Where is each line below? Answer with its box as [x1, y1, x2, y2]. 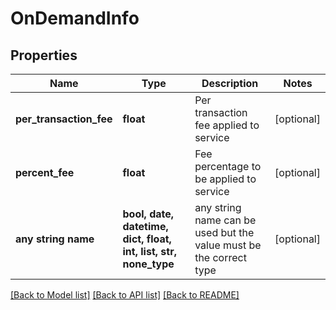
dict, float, [122, 232, 172, 246]
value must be [194, 238, 262, 252]
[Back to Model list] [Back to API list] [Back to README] [10, 289, 240, 301]
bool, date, [122, 207, 175, 221]
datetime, [122, 220, 169, 233]
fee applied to [194, 118, 260, 132]
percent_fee [15, 166, 75, 179]
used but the [194, 226, 255, 239]
